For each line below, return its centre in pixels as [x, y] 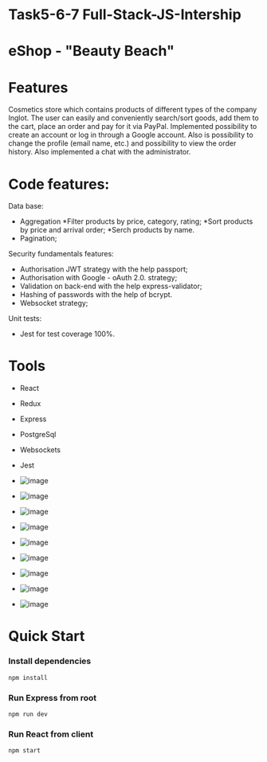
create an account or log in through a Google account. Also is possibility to [131, 135]
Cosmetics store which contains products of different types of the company [133, 110]
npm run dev [28, 714]
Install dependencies [50, 661]
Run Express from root [53, 698]
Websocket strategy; [54, 303]
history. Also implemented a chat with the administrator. [100, 152]
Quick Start [47, 637]
